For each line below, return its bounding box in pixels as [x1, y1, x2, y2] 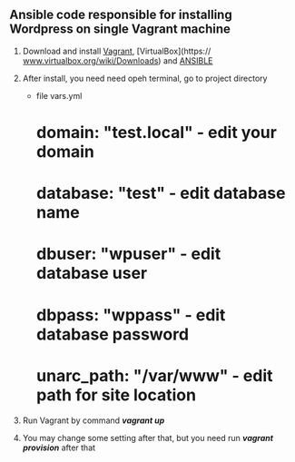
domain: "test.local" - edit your [35, 123, 277, 143]
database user [35, 263, 148, 284]
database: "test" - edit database [35, 183, 286, 203]
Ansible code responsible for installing [9, 7, 233, 23]
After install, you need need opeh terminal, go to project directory [22, 73, 268, 84]
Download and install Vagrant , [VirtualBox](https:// [22, 45, 211, 56]
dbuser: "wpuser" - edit [35, 244, 221, 264]
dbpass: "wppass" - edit [35, 304, 226, 325]
